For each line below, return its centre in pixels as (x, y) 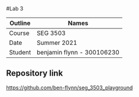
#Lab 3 (15, 9)
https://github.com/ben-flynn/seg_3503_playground (69, 88)
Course (19, 33)
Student (20, 52)
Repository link (35, 73)
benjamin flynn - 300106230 (78, 52)
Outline (20, 23)
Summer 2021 (57, 43)
